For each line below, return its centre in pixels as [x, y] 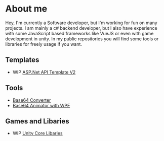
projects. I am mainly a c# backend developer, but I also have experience [81, 28]
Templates [22, 60]
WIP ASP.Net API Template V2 [44, 72]
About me [26, 9]
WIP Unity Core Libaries [37, 133]
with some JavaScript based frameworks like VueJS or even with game [79, 33]
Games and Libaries [37, 121]
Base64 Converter [32, 100]
